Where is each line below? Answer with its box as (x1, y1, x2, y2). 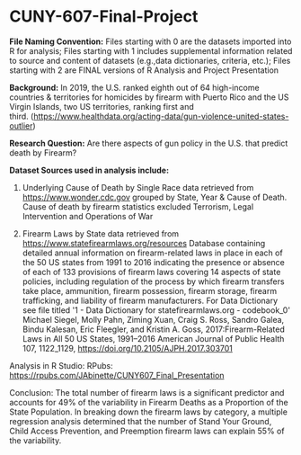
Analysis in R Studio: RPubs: (9, 360, 114, 370)
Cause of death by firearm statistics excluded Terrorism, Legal (22, 201, 254, 212)
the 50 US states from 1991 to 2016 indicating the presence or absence (22, 256, 286, 267)
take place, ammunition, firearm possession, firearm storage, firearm (22, 285, 277, 296)
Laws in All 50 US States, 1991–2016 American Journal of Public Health (22, 333, 285, 343)
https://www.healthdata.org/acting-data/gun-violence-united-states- (32, 111, 289, 121)
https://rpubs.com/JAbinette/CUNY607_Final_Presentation (9, 370, 225, 380)
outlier (9, 120, 33, 131)
